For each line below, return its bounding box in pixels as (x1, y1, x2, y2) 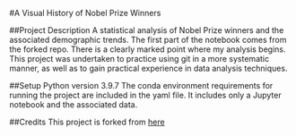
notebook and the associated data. (9, 99, 138, 110)
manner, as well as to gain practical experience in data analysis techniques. (9, 63, 288, 73)
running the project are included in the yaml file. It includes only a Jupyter (9, 89, 282, 100)
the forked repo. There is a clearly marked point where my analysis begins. (9, 44, 286, 55)
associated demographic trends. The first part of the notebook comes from (9, 35, 287, 45)
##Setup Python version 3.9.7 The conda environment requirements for (9, 81, 274, 90)
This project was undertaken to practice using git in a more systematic (9, 54, 270, 64)
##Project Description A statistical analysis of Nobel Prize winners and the (9, 25, 284, 35)
